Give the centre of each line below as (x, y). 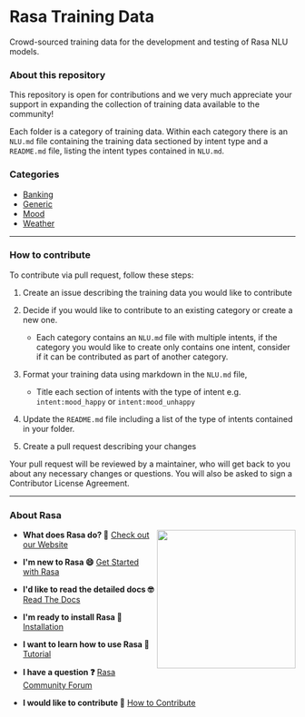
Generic (37, 204)
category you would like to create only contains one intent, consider (163, 347)
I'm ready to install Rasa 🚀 (72, 617)
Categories (34, 174)
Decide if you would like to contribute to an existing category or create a (157, 309)
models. (25, 51)
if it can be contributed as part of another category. (132, 357)
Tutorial (37, 654)
